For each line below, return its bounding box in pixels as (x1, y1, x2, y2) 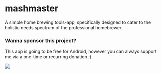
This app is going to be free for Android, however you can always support (5, 48, 157, 55)
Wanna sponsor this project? (5, 37, 76, 44)
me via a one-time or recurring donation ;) (5, 54, 91, 60)
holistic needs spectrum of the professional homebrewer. (5, 24, 123, 30)
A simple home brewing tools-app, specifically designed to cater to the (5, 19, 151, 25)
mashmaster (5, 3, 59, 14)
